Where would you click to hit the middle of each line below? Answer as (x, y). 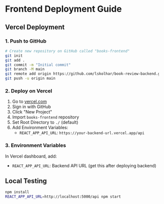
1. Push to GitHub (26, 41)
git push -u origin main (30, 79)
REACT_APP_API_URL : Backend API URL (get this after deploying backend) (84, 165)
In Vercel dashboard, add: (31, 156)
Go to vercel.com (30, 102)
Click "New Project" (32, 112)
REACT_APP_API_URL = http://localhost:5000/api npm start (63, 197)
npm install (17, 192)
